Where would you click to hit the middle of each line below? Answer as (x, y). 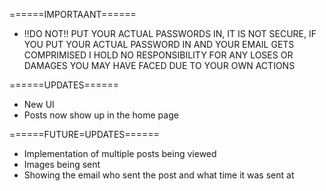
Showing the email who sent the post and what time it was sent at (159, 175)
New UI (39, 104)
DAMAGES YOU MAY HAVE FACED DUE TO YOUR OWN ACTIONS (159, 65)
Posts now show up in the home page (101, 115)
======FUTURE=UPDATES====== (84, 134)
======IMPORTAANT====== (73, 14)
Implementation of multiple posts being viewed (120, 153)
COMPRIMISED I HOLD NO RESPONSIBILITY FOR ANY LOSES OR (158, 55)
